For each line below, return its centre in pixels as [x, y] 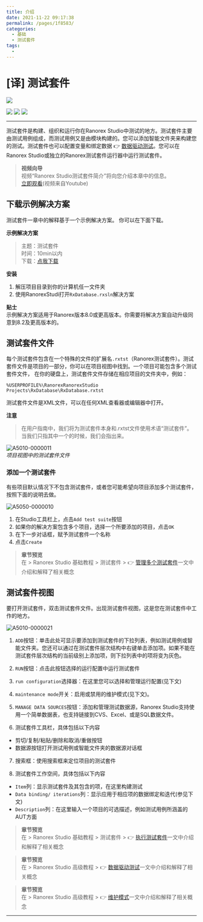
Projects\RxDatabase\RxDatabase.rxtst [55, 391]
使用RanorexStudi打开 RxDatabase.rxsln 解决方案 [75, 294]
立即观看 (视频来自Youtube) [55, 183]
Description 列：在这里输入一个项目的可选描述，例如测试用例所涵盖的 [101, 809]
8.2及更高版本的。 [39, 322]
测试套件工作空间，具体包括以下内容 [60, 774]
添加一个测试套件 [31, 473]
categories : [21, 29]
